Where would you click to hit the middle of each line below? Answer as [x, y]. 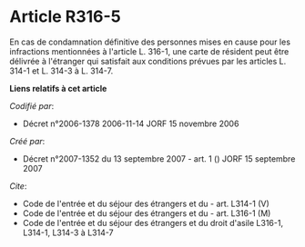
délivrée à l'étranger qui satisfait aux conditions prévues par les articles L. [148, 61]
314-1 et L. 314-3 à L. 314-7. [61, 71]
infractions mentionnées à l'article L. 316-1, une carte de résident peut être [149, 51]
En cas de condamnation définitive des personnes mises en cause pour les [150, 42]
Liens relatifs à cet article [58, 88]
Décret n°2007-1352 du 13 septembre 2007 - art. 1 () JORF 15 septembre [159, 158]
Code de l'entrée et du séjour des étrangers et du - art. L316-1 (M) [147, 213]
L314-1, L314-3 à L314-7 [68, 232]
